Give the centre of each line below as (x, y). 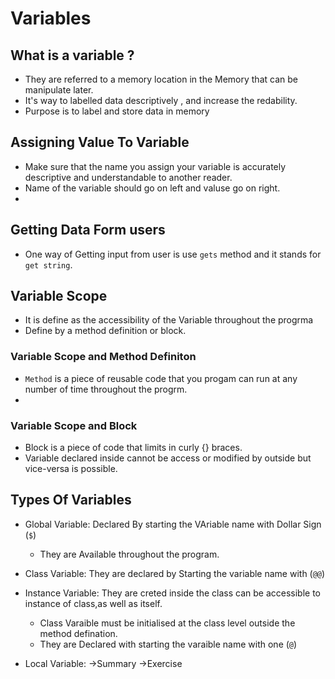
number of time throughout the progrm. (106, 389)
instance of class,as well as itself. (93, 603)
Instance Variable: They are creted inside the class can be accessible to (172, 593)
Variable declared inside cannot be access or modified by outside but (168, 458)
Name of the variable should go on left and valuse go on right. (152, 188)
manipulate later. (59, 90)
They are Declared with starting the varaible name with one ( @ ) (168, 644)
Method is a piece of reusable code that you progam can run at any (161, 378)
